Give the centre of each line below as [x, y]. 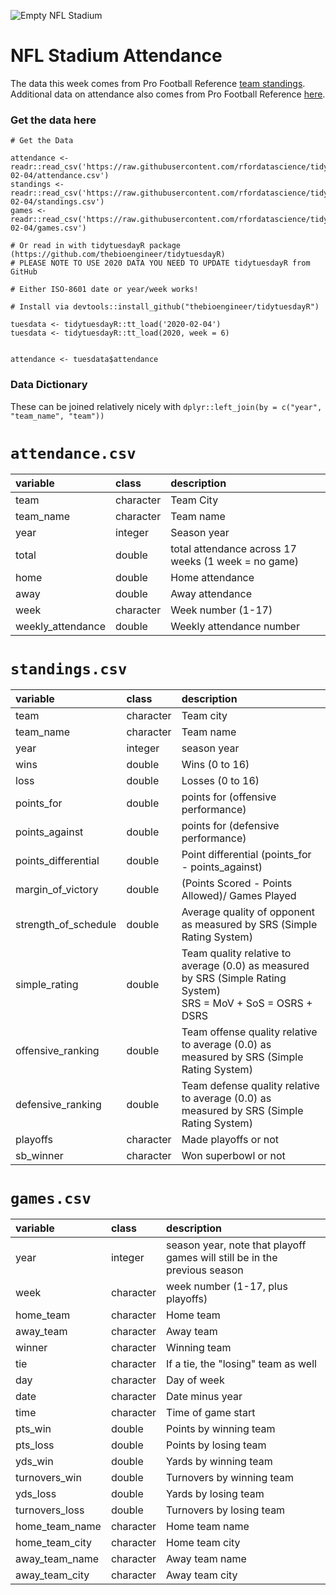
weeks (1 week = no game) [235, 562]
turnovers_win [48, 1478]
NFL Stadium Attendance [116, 56]
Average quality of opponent [248, 912]
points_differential [57, 861]
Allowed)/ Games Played [239, 896]
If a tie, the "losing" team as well [241, 1364]
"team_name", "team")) [57, 416]
